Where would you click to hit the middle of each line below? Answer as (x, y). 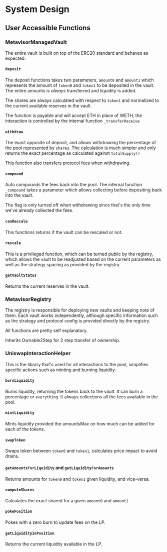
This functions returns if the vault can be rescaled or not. (64, 232)
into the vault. (19, 195)
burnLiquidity (20, 381)
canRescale (16, 222)
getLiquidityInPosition (30, 533)
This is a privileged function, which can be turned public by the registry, (79, 254)
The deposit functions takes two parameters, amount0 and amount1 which (79, 80)
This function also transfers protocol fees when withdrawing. (68, 163)
